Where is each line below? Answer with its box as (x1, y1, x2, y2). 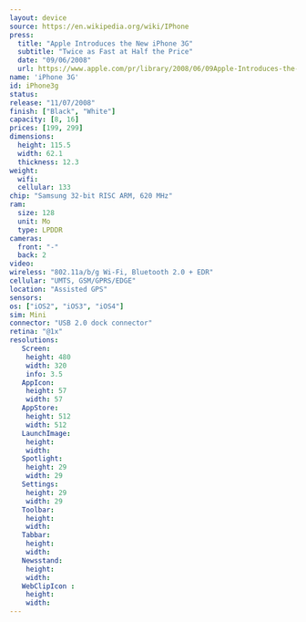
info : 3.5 (25, 369, 64, 378)
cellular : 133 (17, 183, 71, 192)
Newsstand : (21, 555, 64, 565)
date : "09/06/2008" (17, 56, 92, 65)
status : (9, 89, 39, 98)
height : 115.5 (17, 140, 71, 150)
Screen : (21, 344, 51, 353)
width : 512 (25, 420, 67, 430)
